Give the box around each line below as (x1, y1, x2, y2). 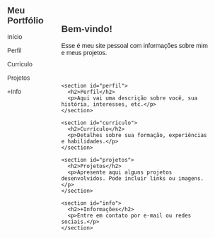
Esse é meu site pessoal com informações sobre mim (61, 42, 208, 49)
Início (7, 32, 23, 41)
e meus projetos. (61, 49, 107, 56)
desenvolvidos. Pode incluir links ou (61, 174, 175, 182)
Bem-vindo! (61, 23, 112, 35)
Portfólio (7, 16, 45, 25)
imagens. (178, 174, 204, 182)
